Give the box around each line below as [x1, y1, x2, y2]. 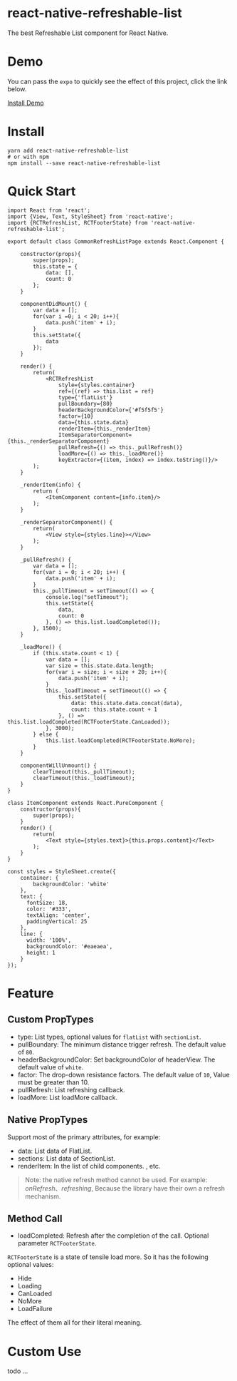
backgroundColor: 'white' [33, 881, 110, 888]
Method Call [7, 1212, 63, 1224]
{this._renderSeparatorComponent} [7, 437, 110, 445]
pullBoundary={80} [58, 400, 113, 407]
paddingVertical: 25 [26, 918, 88, 925]
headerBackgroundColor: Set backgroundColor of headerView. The [17, 1055, 216, 1064]
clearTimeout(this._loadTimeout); [33, 774, 135, 781]
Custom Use [7, 1343, 82, 1360]
